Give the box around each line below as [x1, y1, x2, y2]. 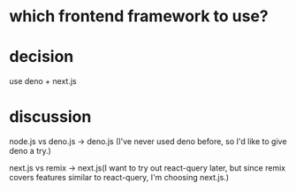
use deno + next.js [9, 76, 77, 87]
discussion [9, 107, 92, 127]
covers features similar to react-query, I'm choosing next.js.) [9, 172, 230, 183]
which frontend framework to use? [9, 6, 269, 27]
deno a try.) [9, 146, 51, 157]
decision [9, 47, 74, 67]
